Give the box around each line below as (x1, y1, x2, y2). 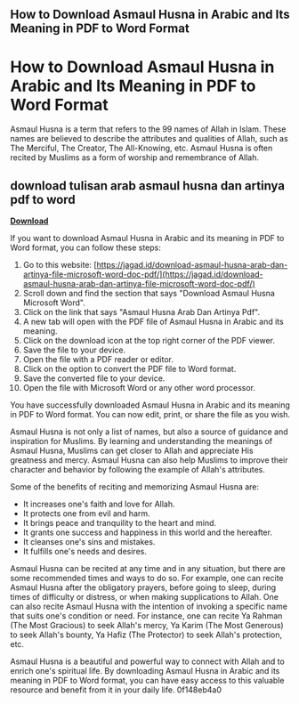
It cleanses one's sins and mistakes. (22, 537, 156, 547)
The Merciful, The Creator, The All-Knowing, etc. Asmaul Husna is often (10, 142, 273, 154)
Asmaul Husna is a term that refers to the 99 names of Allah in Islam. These (10, 124, 287, 134)
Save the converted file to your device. (22, 373, 166, 384)
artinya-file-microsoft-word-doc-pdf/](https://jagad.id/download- (22, 269, 263, 279)
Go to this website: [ (22, 260, 97, 271)
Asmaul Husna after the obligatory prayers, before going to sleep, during (10, 582, 277, 593)
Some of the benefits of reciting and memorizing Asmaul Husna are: (10, 481, 260, 492)
